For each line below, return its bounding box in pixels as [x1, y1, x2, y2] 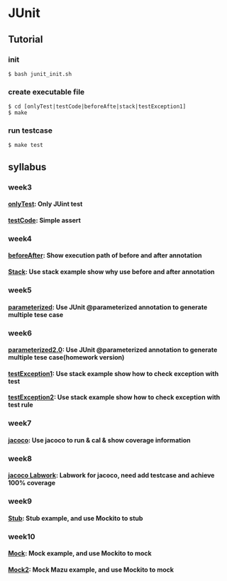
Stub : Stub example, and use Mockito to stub [8, 514, 143, 522]
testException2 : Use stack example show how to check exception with [8, 393, 221, 402]
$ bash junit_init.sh [8, 70, 72, 77]
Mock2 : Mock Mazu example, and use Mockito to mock [8, 565, 175, 574]
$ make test [8, 142, 43, 149]
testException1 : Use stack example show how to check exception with [8, 369, 219, 377]
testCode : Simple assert [8, 216, 81, 224]
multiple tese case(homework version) [8, 353, 125, 362]
